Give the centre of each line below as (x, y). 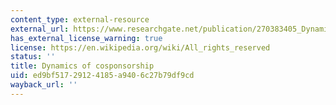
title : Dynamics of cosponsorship (82, 66)
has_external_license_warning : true (86, 38)
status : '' (33, 57)
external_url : (40, 29)
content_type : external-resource (80, 19)
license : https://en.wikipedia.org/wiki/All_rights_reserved (140, 47)
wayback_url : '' (44, 85)
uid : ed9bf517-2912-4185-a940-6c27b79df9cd (102, 76)
